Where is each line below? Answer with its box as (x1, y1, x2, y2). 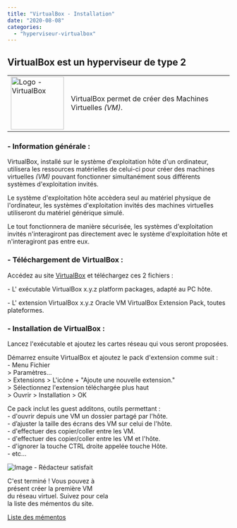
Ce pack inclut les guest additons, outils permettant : (7, 404, 161, 413)
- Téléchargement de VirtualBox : (7, 255, 123, 265)
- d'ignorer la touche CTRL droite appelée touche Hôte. (7, 442, 168, 450)
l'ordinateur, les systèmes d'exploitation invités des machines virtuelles (7, 201, 214, 210)
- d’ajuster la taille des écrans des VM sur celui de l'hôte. (7, 419, 173, 428)
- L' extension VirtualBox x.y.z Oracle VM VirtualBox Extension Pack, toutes (7, 298, 226, 307)
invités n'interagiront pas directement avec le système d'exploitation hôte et (7, 230, 228, 239)
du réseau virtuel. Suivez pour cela (7, 491, 109, 500)
